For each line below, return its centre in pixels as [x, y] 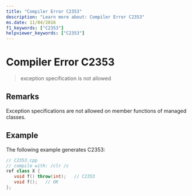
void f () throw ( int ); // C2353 [54, 177]
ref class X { [23, 171]
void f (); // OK [36, 182]
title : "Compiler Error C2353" [44, 11]
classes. [16, 117]
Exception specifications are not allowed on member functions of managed [96, 111]
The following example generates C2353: [56, 149]
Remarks [23, 97]
